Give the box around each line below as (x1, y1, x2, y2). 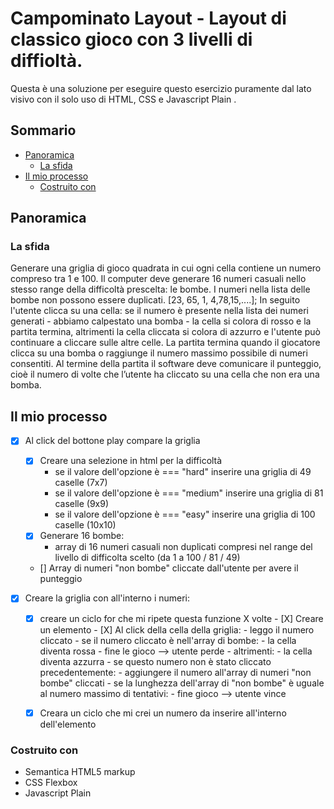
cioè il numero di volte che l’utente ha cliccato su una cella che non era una (10, 368, 320, 381)
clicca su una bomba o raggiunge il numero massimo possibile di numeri (10, 347, 308, 359)
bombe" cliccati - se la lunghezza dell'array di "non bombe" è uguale (39, 677, 325, 689)
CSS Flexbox (24, 776, 78, 788)
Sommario (10, 122, 77, 139)
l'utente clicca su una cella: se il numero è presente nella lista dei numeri (10, 305, 309, 317)
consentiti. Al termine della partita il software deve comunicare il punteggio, (10, 358, 322, 370)
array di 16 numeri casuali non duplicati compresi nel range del (54, 541, 313, 553)
